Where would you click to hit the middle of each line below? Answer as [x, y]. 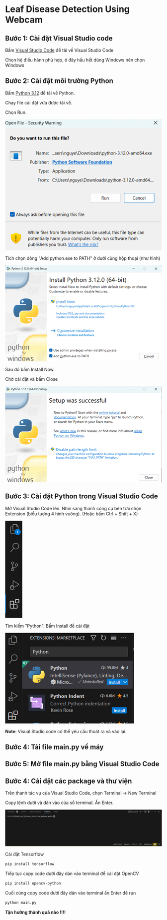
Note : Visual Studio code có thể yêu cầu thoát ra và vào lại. [66, 731]
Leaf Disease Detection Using [68, 9]
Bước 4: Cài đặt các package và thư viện [69, 781]
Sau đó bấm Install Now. [30, 370]
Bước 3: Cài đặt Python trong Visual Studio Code [82, 496]
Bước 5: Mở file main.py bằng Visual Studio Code [82, 764]
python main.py [21, 903]
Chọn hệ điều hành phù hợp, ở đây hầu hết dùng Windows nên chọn [75, 60]
